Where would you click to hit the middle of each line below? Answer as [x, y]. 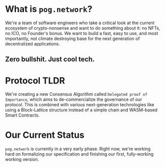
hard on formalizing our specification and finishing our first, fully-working [79, 154]
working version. [22, 160]
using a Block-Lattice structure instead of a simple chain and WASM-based [81, 110]
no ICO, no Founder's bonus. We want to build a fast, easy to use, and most [82, 33]
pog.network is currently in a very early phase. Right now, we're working [78, 149]
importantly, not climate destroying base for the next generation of [73, 39]
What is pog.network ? [49, 9]
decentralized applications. [33, 43]
